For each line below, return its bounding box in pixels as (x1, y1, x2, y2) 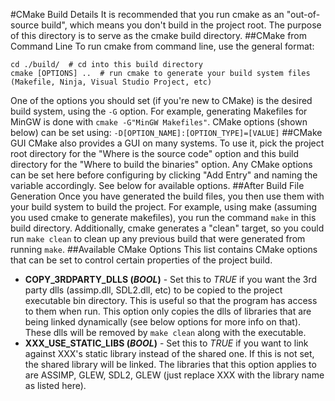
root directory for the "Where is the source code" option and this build (10, 148, 300, 159)
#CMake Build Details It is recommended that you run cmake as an (10, 9, 285, 20)
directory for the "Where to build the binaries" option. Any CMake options (10, 159, 313, 170)
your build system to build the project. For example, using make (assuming (10, 201, 318, 213)
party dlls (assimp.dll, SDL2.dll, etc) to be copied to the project (24, 284, 283, 296)
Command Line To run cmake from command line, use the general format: (10, 40, 315, 52)
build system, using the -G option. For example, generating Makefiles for (10, 105, 308, 117)
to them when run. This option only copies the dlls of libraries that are (24, 305, 312, 317)
